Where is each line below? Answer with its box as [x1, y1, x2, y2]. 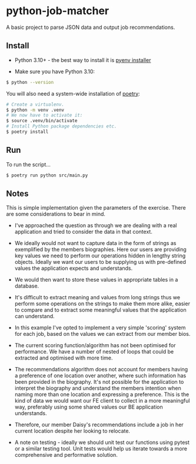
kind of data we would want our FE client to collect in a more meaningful [14, 397, 190, 404]
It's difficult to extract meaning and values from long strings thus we [14, 294, 181, 301]
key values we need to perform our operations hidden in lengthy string [14, 252, 186, 259]
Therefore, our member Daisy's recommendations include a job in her [14, 421, 184, 429]
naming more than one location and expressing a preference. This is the [14, 391, 190, 398]
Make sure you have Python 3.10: [14, 68, 95, 75]
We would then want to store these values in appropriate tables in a [14, 276, 178, 283]
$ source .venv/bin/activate [6, 118, 78, 124]
